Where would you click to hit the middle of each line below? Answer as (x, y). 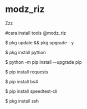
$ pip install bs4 (22, 81)
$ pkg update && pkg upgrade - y (39, 42)
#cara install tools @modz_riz (36, 33)
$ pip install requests (27, 72)
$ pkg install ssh (22, 101)
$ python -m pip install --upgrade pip (43, 62)
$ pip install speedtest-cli (31, 91)
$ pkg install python (25, 52)
